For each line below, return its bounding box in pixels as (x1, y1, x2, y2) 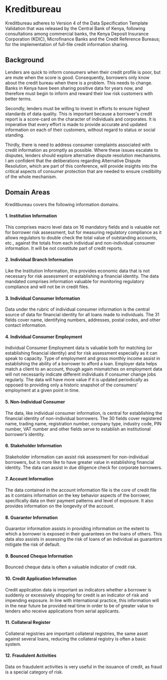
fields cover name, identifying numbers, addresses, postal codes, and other (5, 317, 161, 323)
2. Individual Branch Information (5, 257, 73, 263)
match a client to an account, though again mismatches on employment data (5, 366, 163, 372)
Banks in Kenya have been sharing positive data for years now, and (5, 85, 143, 91)
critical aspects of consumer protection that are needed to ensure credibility (5, 168, 162, 174)
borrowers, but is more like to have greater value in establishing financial (5, 459, 155, 465)
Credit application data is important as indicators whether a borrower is (5, 586, 152, 592)
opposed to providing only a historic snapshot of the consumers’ (5, 382, 138, 388)
